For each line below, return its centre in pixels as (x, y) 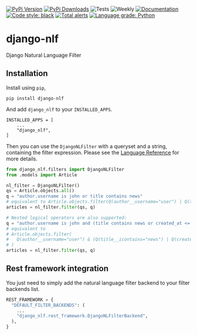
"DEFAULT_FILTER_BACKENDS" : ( (48, 305)
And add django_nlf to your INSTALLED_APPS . (59, 109)
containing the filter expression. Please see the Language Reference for (93, 152)
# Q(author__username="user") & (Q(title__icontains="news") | (87, 240)
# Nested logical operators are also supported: (67, 218)
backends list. (23, 289)
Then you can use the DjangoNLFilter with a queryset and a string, (86, 146)
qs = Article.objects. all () (40, 191)
